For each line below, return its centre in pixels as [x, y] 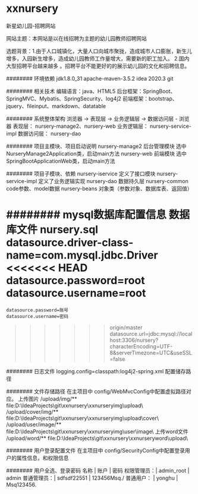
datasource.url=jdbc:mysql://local [151, 333]
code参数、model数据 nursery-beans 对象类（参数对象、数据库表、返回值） [99, 188]
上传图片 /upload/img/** [47, 399]
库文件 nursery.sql [52, 230]
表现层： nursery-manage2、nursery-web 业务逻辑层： [81, 126]
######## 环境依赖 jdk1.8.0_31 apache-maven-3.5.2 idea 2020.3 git [90, 78]
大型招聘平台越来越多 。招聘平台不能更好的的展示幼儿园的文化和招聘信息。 [98, 66]
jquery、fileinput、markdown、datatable [56, 106]
